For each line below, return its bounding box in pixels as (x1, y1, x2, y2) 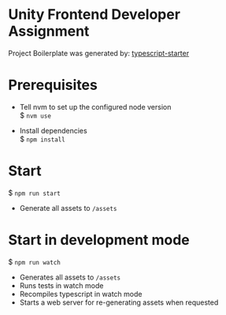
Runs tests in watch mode (19, 280, 104, 290)
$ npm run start (8, 188, 61, 197)
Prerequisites (8, 77, 98, 94)
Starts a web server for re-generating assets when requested (19, 298, 219, 307)
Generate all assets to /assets (19, 203, 117, 212)
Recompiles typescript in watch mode (19, 289, 143, 298)
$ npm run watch (8, 257, 61, 266)
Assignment (8, 22, 90, 40)
